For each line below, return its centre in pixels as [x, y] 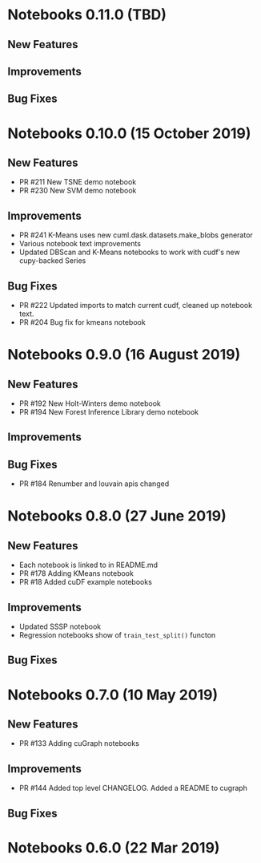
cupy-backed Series [52, 261]
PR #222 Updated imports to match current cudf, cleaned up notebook [136, 305]
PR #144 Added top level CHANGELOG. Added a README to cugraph [133, 788]
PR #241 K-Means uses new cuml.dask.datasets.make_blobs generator [136, 235]
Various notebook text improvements [80, 244]
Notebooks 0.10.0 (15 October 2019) [129, 133]
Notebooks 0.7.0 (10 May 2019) [113, 695]
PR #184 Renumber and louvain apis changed [94, 484]
